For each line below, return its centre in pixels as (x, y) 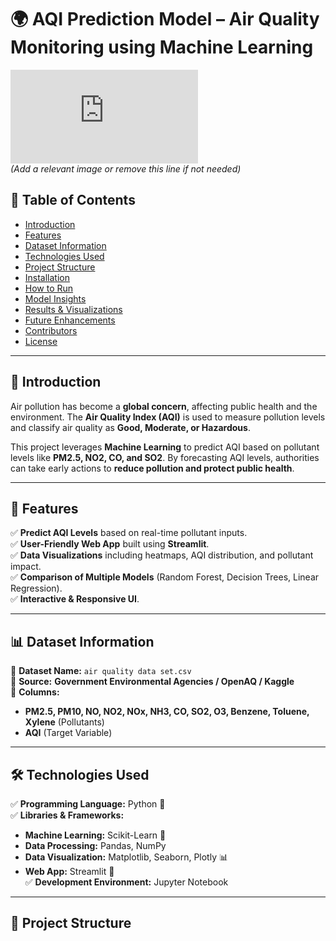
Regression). (36, 588)
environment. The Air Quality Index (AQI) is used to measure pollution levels (168, 417)
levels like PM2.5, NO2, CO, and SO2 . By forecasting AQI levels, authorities (165, 457)
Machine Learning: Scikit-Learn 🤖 (95, 835)
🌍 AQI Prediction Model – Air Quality (165, 19)
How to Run (49, 288)
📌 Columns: (35, 692)
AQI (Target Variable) (68, 733)
